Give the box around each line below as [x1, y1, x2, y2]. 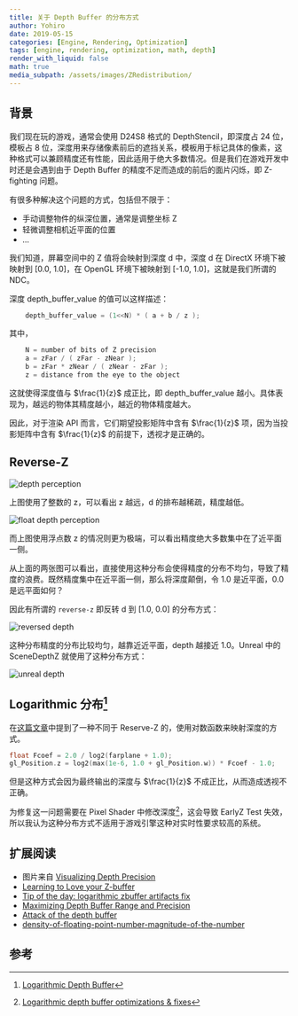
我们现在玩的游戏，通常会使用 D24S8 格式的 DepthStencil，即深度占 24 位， [9, 130, 288, 142]
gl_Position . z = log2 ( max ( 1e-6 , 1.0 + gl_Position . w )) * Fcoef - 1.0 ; [9, 759, 276, 768]
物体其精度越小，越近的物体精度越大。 [55, 398, 196, 409]
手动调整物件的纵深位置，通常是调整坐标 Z [21, 213, 177, 223]
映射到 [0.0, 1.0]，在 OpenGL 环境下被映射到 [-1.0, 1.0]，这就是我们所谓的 [9, 263, 277, 274]
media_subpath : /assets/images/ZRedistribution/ [9, 71, 192, 80]
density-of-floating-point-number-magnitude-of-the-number [21, 918, 246, 929]
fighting [9, 175, 38, 186]
